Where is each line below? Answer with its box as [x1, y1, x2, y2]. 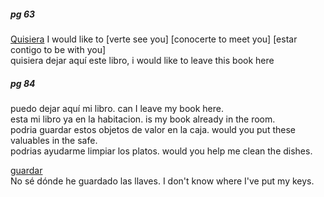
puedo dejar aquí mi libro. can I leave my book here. [10, 102, 224, 114]
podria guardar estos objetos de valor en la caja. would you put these [10, 123, 296, 135]
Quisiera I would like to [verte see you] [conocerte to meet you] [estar [10, 33, 298, 45]
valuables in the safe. [10, 134, 98, 146]
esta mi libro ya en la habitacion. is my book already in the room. [10, 113, 276, 125]
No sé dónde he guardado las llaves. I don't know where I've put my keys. [10, 175, 315, 187]
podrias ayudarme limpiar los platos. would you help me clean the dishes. [10, 145, 313, 157]
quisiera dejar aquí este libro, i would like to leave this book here [10, 54, 275, 66]
